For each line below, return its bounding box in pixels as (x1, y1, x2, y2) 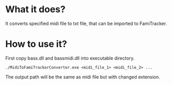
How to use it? (5, 38, 67, 50)
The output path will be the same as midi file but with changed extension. (5, 74, 160, 80)
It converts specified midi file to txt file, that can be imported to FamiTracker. (5, 20, 167, 26)
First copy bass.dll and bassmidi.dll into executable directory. (5, 55, 135, 61)
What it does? (5, 4, 66, 15)
